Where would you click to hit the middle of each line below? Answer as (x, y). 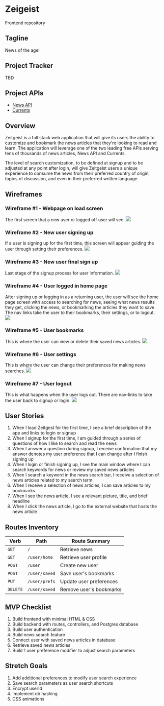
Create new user (79, 565)
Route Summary (91, 541)
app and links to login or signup (44, 433)
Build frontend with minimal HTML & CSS (54, 619)
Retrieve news (77, 549)
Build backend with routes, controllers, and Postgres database (75, 624)
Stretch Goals (27, 666)
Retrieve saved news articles (41, 645)
